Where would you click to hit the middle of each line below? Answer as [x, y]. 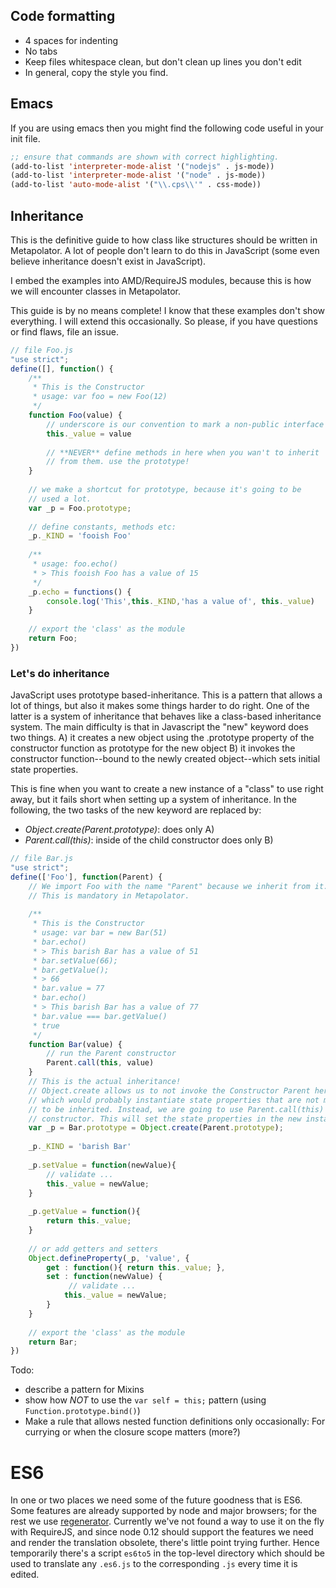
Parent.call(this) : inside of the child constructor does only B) [149, 840]
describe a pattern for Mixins [84, 1390]
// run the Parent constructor [111, 1054]
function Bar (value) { [75, 1044]
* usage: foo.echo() [75, 564]
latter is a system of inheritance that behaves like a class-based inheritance [166, 716]
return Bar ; [53, 1342]
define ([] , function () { [62, 369]
